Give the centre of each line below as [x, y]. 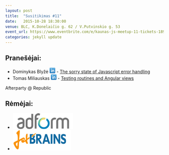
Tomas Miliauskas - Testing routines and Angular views [73, 78]
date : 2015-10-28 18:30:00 [36, 21]
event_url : [17, 32]
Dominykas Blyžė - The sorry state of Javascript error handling [81, 71]
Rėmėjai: [19, 104]
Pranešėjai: [23, 58]
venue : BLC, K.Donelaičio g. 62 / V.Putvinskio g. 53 [63, 27]
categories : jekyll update [33, 37]
